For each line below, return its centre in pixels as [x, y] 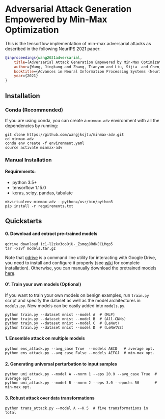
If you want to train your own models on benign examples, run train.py [77, 295]
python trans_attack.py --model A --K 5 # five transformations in [77, 408]
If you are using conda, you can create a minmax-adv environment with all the [82, 120]
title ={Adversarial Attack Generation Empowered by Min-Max [77, 62]
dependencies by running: [32, 126]
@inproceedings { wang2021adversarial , [44, 57]
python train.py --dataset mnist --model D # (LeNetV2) [65, 327]
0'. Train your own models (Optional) [43, 284]
